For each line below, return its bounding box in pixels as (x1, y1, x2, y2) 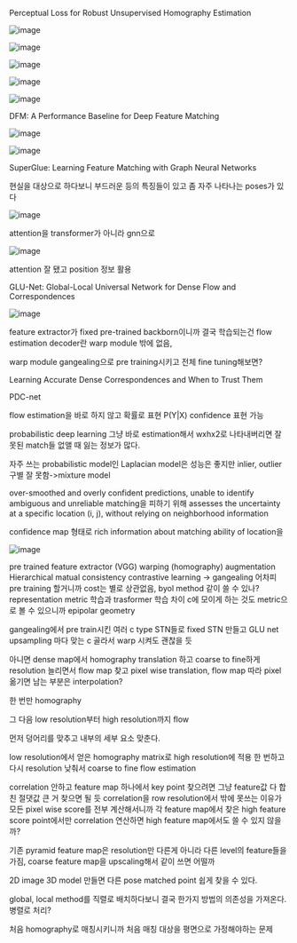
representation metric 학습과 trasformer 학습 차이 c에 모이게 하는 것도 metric (9, 594, 281, 605)
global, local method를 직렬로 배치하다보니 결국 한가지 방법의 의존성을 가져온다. (9, 894, 287, 904)
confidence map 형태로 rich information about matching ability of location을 (9, 527, 284, 536)
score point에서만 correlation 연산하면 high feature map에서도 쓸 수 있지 (9, 815, 266, 825)
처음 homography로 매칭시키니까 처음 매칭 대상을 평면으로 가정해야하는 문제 (9, 923, 273, 934)
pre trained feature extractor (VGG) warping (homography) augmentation (9, 561, 277, 572)
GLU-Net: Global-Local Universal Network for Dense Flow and (9, 281, 237, 292)
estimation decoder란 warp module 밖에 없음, (9, 337, 173, 348)
